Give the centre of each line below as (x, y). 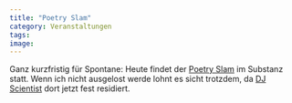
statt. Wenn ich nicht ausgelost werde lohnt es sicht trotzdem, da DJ (138, 79)
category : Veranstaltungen (61, 26)
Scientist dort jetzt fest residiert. (70, 88)
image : (22, 43)
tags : (20, 35)
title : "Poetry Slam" (51, 18)
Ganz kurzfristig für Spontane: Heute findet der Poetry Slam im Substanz (146, 69)
